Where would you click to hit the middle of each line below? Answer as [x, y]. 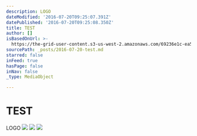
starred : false [25, 55]
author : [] [19, 33]
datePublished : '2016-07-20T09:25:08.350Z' [60, 22]
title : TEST [21, 28]
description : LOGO [28, 11]
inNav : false [22, 72]
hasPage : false [25, 66]
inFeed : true [22, 60]
